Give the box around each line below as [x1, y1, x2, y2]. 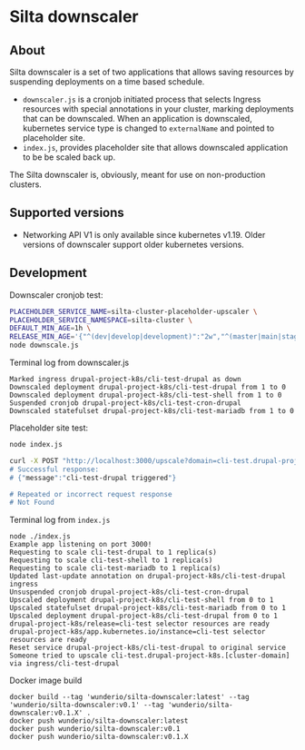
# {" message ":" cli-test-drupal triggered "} [9, 473, 177, 482]
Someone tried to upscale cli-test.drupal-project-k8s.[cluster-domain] [9, 651, 290, 660]
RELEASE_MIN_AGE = [9, 332, 75, 341]
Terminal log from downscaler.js [9, 357, 130, 368]
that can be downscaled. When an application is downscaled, [22, 113, 252, 123]
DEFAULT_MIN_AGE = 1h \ [9, 324, 92, 333]
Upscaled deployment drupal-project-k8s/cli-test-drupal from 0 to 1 [9, 611, 279, 621]
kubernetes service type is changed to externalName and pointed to [22, 123, 275, 133]
